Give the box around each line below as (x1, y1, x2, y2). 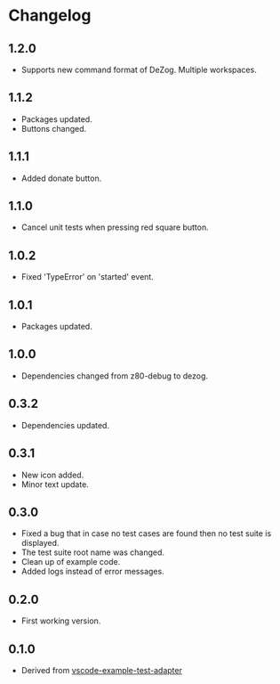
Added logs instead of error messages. (20, 566, 165, 577)
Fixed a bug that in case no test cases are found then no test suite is (20, 528, 272, 539)
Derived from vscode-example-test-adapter (20, 664, 183, 675)
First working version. (20, 615, 101, 626)
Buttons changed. (20, 123, 87, 134)
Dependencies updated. (20, 419, 110, 430)
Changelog (8, 5, 92, 26)
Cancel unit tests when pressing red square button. (20, 222, 210, 232)
